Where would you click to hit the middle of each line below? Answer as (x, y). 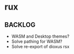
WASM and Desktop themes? (40, 36)
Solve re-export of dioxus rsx (40, 47)
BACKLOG (20, 25)
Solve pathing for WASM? (37, 41)
